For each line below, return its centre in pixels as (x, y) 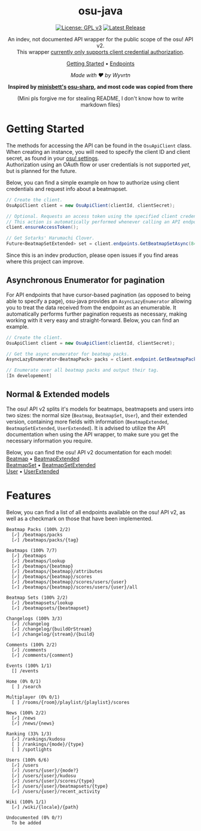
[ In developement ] (29, 376)
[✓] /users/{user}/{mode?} (45, 771)
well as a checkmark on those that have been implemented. (80, 518)
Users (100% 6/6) (28, 760)
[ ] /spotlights (32, 750)
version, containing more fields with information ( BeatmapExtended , (88, 421)
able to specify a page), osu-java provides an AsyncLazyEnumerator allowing (99, 301)
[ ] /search (27, 687)
